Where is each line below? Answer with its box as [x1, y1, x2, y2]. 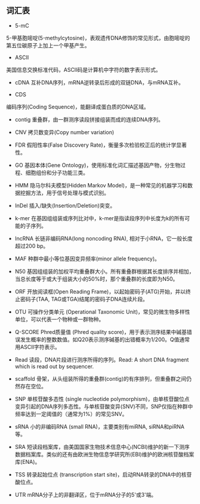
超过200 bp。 [14, 242, 49, 250]
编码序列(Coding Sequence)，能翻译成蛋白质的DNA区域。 [6, 103, 149, 110]
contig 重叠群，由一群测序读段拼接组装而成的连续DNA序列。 [14, 116, 164, 123]
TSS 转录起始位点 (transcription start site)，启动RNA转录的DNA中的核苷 [14, 470, 192, 478]
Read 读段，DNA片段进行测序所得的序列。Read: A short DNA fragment [14, 356, 189, 363]
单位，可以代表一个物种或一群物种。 [14, 315, 104, 323]
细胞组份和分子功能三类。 [25, 169, 88, 176]
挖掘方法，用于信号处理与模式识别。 [20, 189, 109, 196]
